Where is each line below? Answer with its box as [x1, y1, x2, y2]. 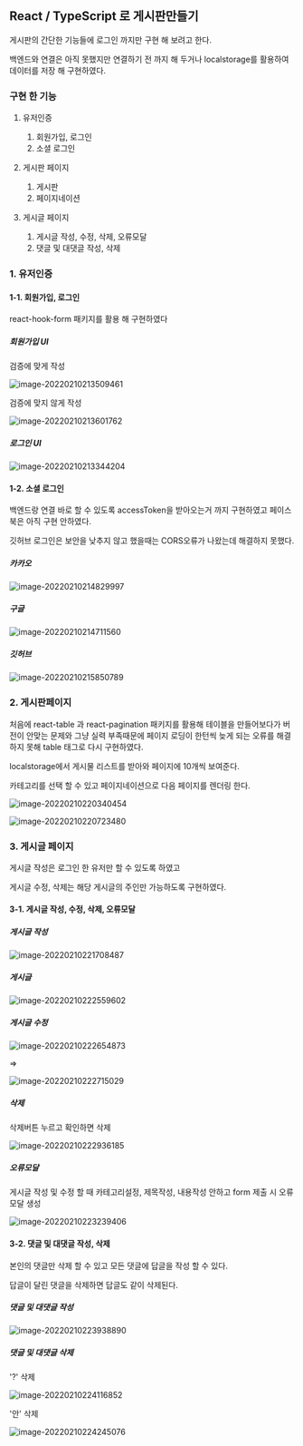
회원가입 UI [9, 336, 50, 347]
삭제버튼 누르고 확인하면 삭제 [9, 1122, 111, 1133]
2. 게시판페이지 [9, 697, 72, 709]
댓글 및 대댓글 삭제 [9, 1347, 74, 1358]
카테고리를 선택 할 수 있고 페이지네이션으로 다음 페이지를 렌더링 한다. [9, 779, 251, 791]
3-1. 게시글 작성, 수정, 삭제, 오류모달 [9, 904, 136, 914]
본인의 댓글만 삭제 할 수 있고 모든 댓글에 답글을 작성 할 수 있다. [9, 1260, 229, 1271]
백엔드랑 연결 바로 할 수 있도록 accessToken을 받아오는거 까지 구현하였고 [9, 504, 269, 515]
